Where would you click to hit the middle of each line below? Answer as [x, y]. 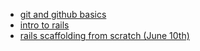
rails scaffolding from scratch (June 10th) [104, 35]
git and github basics [63, 14]
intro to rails [44, 25]
